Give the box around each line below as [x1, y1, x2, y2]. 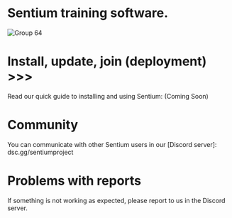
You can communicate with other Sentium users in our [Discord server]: [7, 140, 217, 148]
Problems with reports [7, 173, 142, 189]
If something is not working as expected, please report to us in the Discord [7, 196, 226, 205]
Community [7, 117, 79, 133]
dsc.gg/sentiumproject [7, 148, 74, 156]
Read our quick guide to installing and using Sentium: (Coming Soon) [7, 92, 209, 100]
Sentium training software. [7, 5, 169, 21]
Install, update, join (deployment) [7, 53, 207, 70]
